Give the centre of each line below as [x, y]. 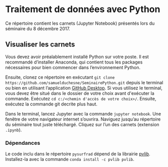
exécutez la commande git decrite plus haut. [51, 104]
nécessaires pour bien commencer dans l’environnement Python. [73, 67]
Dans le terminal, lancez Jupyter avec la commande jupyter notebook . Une [83, 114]
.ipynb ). [14, 130]
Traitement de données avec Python [83, 9]
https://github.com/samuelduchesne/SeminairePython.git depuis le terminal [84, 82]
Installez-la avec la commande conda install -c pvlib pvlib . [70, 159]
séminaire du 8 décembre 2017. [38, 28]
